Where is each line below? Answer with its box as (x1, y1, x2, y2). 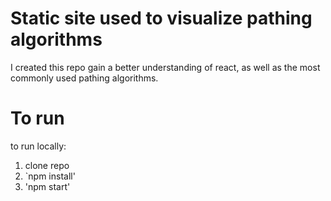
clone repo (24, 159, 70, 171)
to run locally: (10, 140, 67, 152)
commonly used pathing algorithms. (10, 72, 159, 84)
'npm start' (24, 180, 71, 192)
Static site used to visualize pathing (10, 7, 313, 30)
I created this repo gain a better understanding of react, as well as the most (10, 61, 321, 73)
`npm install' (24, 170, 76, 182)
